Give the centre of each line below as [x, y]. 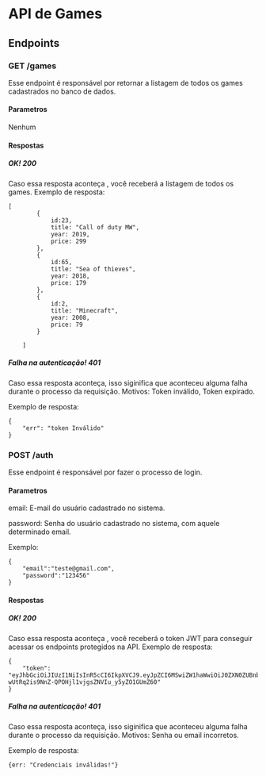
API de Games [55, 14]
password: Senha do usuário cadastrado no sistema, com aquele [114, 524]
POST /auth [31, 455]
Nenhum [22, 127]
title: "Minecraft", [84, 310]
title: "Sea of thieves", [93, 269]
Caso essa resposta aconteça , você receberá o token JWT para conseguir [131, 638]
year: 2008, [70, 317]
